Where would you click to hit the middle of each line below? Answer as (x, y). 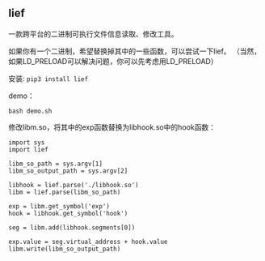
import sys (27, 142)
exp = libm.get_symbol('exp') (59, 206)
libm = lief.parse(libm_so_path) (65, 192)
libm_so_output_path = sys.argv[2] (68, 171)
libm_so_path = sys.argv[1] (56, 164)
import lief (28, 149)
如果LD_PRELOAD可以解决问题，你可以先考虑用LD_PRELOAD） (113, 61)
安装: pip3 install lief (48, 78)
